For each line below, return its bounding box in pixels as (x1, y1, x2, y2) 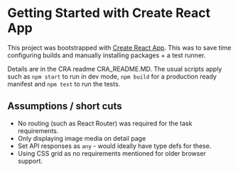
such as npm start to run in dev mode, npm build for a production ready (7, 72, 217, 81)
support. (17, 156, 43, 165)
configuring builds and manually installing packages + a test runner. (7, 51, 206, 59)
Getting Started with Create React (7, 5, 211, 21)
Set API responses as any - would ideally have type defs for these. (17, 142, 212, 150)
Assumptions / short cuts (7, 101, 122, 113)
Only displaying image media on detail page (17, 134, 146, 142)
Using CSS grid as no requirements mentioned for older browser (17, 149, 206, 157)
